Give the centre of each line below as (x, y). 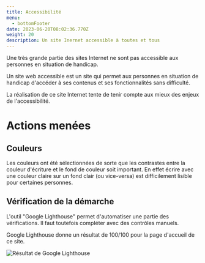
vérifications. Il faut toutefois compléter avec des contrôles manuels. (93, 223)
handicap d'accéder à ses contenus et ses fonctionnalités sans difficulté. (99, 83)
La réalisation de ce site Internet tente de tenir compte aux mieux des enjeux (103, 94)
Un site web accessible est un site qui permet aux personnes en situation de (102, 76)
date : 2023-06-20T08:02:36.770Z (47, 29)
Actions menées (49, 126)
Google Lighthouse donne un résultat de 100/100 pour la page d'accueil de (100, 235)
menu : (13, 18)
